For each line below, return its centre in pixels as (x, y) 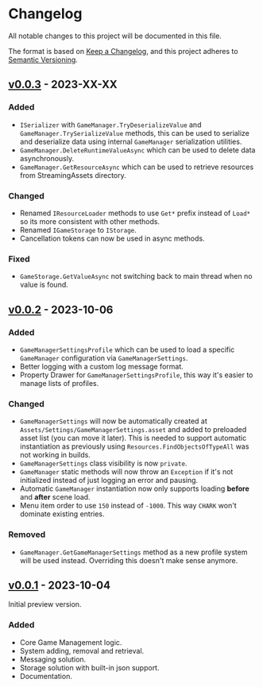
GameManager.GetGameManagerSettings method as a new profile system (133, 552)
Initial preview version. (45, 604)
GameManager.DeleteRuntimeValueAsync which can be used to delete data (137, 150)
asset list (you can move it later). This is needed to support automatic (133, 438)
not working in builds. (55, 455)
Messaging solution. (53, 659)
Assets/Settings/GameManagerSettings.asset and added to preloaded (133, 430)
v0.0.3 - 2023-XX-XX (63, 85)
